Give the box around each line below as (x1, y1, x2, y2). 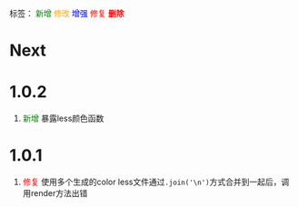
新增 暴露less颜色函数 (22, 113, 104, 124)
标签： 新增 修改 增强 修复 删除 (9, 8, 124, 18)
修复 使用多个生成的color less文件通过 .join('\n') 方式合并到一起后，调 (22, 176, 290, 188)
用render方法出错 (22, 188, 88, 199)
